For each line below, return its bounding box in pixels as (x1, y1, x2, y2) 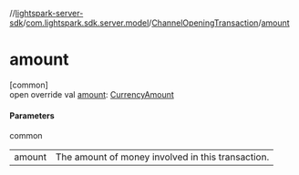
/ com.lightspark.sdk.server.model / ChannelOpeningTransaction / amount (22, 17, 290, 28)
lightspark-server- (15, 8, 84, 18)
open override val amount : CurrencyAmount (9, 88, 175, 99)
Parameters (9, 109, 55, 121)
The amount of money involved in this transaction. (55, 150, 270, 163)
